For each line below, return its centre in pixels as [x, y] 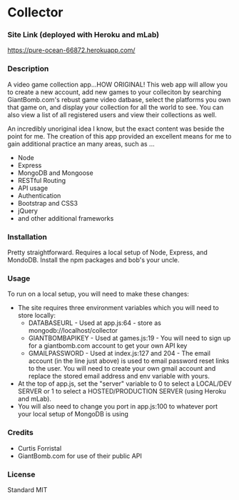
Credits [20, 433]
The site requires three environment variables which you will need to [118, 308]
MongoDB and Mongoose [56, 173]
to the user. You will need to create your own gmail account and [122, 369]
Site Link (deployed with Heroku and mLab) [83, 35]
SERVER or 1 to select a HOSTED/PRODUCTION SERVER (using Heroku [122, 391]
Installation [27, 236]
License [21, 474]
